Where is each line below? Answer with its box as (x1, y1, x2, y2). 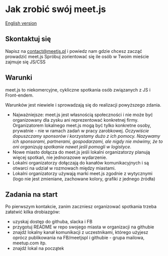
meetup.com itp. (12, 240, 47, 246)
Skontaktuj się (5, 35, 51, 43)
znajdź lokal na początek (12, 245, 64, 251)
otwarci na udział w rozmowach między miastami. (12, 165, 116, 171)
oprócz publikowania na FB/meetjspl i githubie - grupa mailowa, (12, 235, 145, 241)
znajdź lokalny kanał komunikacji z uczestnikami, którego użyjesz (12, 229, 148, 235)
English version (5, 20, 37, 26)
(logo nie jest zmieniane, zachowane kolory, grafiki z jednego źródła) (12, 176, 155, 182)
